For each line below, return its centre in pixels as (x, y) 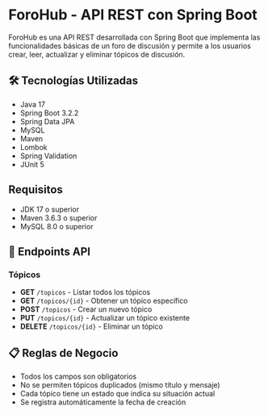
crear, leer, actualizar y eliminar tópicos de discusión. (97, 54)
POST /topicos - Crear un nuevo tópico (86, 309)
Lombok (34, 147)
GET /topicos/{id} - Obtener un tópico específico (104, 301)
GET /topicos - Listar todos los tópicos (85, 292)
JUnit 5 (32, 164)
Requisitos (36, 190)
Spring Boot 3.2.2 (49, 113)
